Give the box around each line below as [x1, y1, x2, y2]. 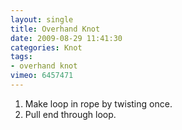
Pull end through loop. [24, 108, 117, 120]
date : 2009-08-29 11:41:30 [10, 33, 123, 43]
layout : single [10, 14, 74, 25]
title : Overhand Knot [10, 24, 101, 34]
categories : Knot [10, 42, 83, 53]
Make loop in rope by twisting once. [24, 97, 173, 110]
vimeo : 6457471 [10, 71, 74, 81]
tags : [10, 52, 33, 62]
